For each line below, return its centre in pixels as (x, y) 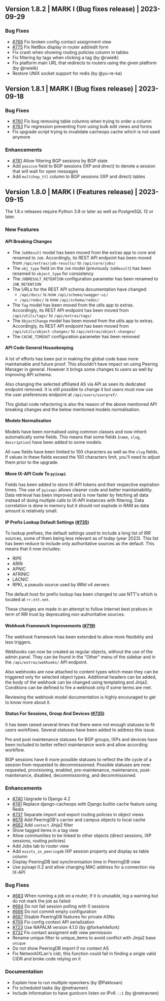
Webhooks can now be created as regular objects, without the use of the (79, 652)
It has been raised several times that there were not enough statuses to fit (80, 724)
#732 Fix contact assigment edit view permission (62, 933)
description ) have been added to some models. (54, 442)
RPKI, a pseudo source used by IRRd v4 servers (61, 585)
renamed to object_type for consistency (53, 273)
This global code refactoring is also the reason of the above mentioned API (81, 404)
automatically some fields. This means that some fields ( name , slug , (73, 437)
